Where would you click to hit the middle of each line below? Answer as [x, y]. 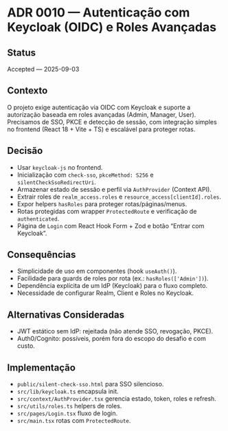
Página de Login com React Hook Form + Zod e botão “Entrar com [111, 225]
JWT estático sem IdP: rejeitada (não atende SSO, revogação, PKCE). [115, 331]
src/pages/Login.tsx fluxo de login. [67, 413]
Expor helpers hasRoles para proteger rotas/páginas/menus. [102, 203]
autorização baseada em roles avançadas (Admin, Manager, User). [102, 114]
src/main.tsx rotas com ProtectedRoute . [74, 421]
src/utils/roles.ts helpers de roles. [69, 406]
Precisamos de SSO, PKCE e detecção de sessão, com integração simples [112, 122]
